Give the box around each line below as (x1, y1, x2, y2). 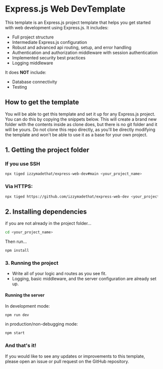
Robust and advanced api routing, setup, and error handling (12, 44, 132, 50)
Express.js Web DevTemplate (5, 3, 126, 15)
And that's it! (5, 342, 36, 349)
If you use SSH (5, 161, 40, 167)
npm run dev (5, 313, 29, 317)
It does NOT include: (5, 69, 47, 75)
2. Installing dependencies (5, 207, 87, 216)
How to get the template (5, 98, 79, 107)
